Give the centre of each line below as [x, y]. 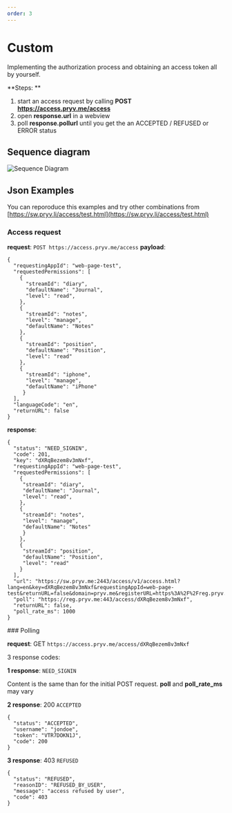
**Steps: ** [24, 88]
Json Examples [41, 190]
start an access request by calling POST [74, 101]
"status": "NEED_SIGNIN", [51, 449]
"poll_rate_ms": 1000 [45, 612]
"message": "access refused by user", [69, 792]
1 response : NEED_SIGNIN [42, 671]
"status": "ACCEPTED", [46, 724]
